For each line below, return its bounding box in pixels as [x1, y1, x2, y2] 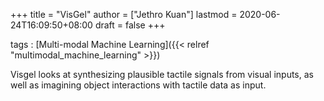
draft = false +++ [94, 19, 166, 31]
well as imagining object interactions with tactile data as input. [10, 79, 267, 91]
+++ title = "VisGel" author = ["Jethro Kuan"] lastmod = [10, 9, 238, 20]
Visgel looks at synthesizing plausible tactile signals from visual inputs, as [10, 69, 314, 80]
